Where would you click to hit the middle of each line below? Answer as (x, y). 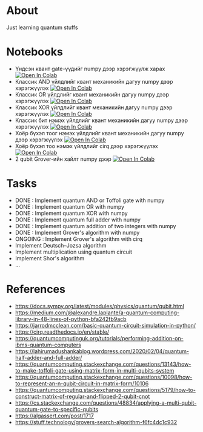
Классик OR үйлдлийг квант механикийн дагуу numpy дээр (92, 94)
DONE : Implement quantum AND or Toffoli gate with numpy (90, 200)
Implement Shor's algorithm (50, 258)
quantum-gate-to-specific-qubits (57, 409)
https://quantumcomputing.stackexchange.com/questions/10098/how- (104, 377)
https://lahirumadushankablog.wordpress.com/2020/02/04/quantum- (102, 351)
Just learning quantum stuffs (42, 27)
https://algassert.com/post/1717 (54, 416)
